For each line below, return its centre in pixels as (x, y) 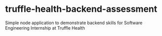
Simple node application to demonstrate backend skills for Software (74, 23)
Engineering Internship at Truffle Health (45, 28)
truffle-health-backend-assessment (81, 9)
